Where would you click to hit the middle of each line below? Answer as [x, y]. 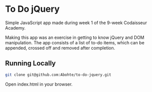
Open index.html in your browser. [39, 84]
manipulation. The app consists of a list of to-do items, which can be [75, 42]
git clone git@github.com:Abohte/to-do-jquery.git [58, 75]
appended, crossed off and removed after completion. [60, 48]
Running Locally [30, 63]
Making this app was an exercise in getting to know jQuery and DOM [75, 37]
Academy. [15, 28]
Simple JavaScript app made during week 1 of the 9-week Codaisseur [76, 23]
